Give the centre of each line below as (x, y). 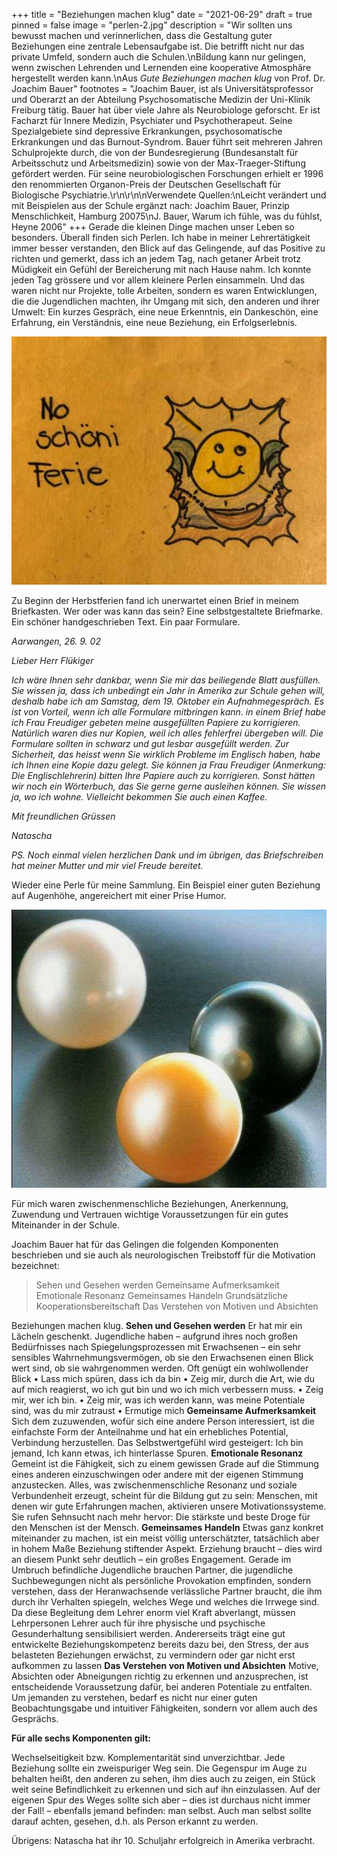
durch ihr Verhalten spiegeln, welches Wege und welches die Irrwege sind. (165, 1602)
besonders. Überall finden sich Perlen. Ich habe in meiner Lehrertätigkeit (161, 237)
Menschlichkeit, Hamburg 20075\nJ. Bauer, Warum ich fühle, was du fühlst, (167, 216)
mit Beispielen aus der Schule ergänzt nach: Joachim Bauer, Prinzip (150, 205)
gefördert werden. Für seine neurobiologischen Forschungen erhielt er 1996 (167, 173)
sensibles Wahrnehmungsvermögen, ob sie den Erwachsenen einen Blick (162, 1358)
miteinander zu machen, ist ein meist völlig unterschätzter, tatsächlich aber (165, 1538)
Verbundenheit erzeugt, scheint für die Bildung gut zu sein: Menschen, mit (164, 1496)
